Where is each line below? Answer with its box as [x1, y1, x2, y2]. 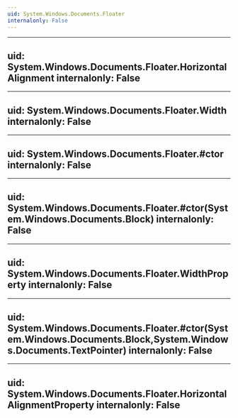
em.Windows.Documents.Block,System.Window [7, 333, 229, 345]
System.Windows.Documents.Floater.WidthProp [7, 268, 229, 280]
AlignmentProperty [7, 399, 94, 411]
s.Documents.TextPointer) [7, 344, 127, 356]
